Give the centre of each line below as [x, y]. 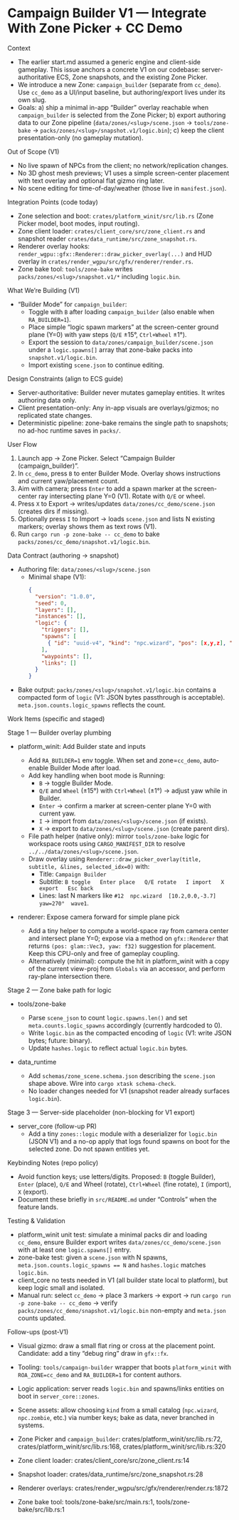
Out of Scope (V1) [33, 151]
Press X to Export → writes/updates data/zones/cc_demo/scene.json [116, 503]
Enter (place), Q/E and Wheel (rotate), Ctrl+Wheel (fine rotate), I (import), [124, 1184]
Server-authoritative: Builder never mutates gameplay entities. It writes [121, 392]
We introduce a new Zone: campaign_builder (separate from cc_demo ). [119, 84]
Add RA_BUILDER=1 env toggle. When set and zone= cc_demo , [115, 760]
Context [19, 48]
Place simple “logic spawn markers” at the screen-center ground [123, 327]
